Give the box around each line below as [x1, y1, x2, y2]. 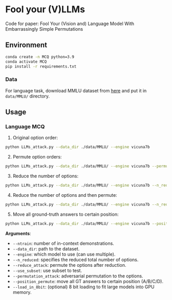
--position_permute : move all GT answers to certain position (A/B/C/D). [12, 278, 164, 284]
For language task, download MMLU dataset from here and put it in [5, 87, 147, 94]
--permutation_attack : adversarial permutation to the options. [12, 272, 143, 279]
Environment [5, 41, 48, 50]
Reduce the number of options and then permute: [12, 192, 118, 198]
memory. [12, 289, 32, 295]
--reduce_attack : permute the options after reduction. [12, 262, 126, 268]
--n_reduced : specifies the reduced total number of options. [12, 257, 139, 263]
